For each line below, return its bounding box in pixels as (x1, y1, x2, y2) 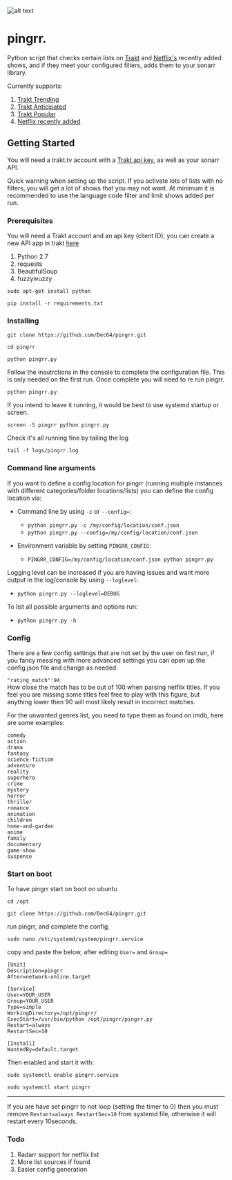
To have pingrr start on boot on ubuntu (7, 885, 117, 893)
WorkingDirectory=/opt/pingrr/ (7, 1010, 97, 1017)
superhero (7, 774, 36, 781)
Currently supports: (7, 82, 63, 90)
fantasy (7, 750, 30, 757)
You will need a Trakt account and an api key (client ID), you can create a (7, 232, 215, 240)
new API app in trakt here (7, 239, 79, 247)
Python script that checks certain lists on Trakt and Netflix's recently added (7, 53, 222, 62)
